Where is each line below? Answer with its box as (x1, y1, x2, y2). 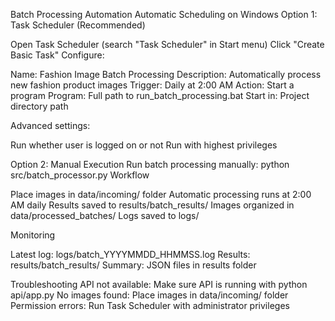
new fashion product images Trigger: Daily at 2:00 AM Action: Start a (10, 79, 295, 91)
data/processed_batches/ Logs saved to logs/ (10, 210, 200, 221)
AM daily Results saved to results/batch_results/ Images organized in (10, 199, 295, 211)
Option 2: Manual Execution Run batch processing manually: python (10, 159, 290, 170)
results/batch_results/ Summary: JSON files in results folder (10, 259, 257, 271)
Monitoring (10, 229, 56, 241)
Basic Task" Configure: (10, 49, 105, 61)
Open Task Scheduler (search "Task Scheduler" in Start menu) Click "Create (10, 39, 325, 50)
